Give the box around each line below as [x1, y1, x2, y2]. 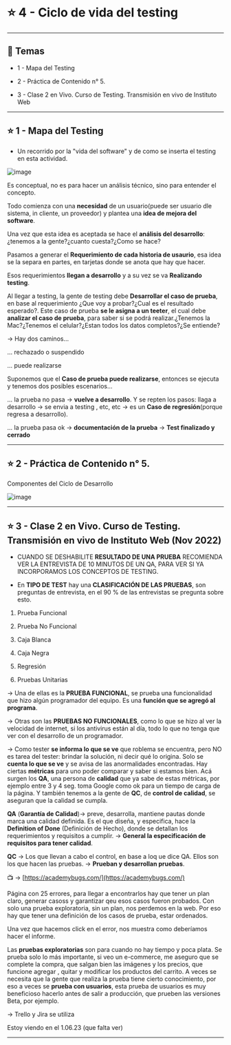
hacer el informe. [7, 932, 56, 941]
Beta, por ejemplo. [7, 997, 60, 1005]
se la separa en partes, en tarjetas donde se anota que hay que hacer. [7, 257, 206, 266]
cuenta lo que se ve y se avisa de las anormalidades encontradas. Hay [7, 759, 208, 768]
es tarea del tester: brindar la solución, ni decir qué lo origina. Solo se [7, 753, 204, 761]
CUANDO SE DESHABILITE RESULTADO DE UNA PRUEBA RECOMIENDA [16, 553, 223, 561]
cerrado [7, 430, 31, 439]
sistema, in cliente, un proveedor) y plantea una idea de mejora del [7, 209, 197, 217]
